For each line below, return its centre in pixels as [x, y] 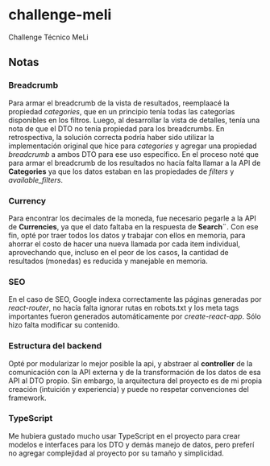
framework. [27, 398]
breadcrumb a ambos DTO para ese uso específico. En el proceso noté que [134, 154]
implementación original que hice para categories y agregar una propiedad [133, 146]
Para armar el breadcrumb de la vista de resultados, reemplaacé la [119, 103]
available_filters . [35, 179]
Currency [27, 200]
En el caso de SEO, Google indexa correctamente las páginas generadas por [135, 299]
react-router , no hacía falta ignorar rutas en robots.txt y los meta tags [124, 308]
